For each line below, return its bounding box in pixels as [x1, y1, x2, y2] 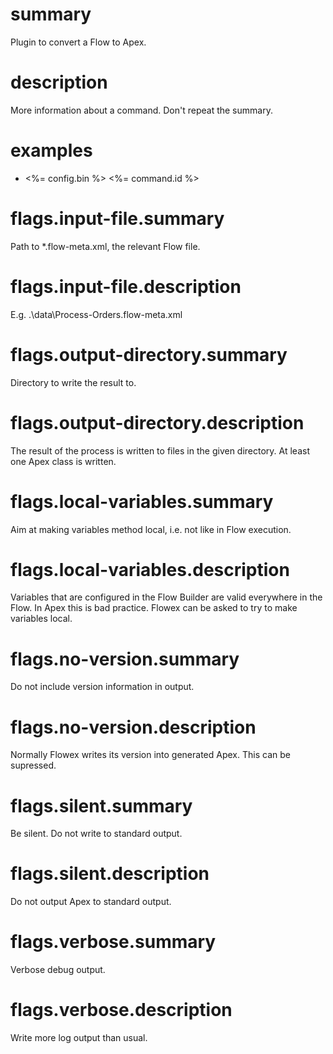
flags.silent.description [10, 863, 210, 885]
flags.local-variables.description [10, 558, 290, 581]
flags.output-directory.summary [10, 343, 288, 366]
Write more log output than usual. [10, 1032, 148, 1044]
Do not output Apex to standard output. [10, 896, 172, 908]
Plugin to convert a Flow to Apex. [10, 36, 147, 48]
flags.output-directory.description [10, 411, 305, 434]
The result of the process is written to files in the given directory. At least [10, 444, 310, 457]
